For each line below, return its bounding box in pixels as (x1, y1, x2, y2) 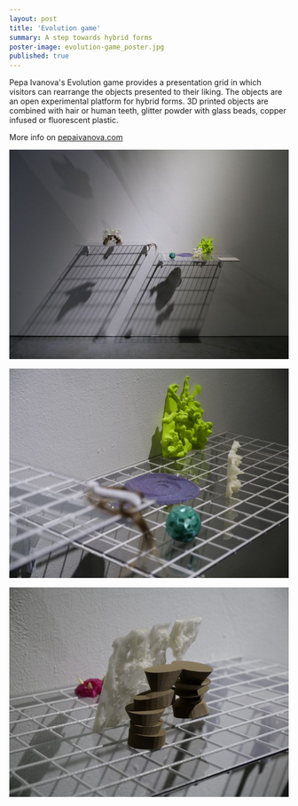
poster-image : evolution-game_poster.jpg (9, 43, 165, 51)
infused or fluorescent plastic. (9, 115, 119, 126)
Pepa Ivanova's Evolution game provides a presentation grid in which (9, 77, 262, 88)
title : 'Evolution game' (9, 23, 101, 33)
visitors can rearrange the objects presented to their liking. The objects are (9, 87, 283, 98)
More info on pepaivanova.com (9, 132, 123, 143)
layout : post (9, 14, 58, 23)
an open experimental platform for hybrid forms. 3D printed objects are (9, 96, 269, 106)
